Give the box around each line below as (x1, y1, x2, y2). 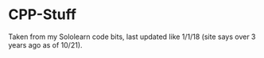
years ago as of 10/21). (8, 40, 83, 49)
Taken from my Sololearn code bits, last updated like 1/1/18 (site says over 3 (8, 32, 256, 41)
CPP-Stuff (8, 6, 77, 24)
